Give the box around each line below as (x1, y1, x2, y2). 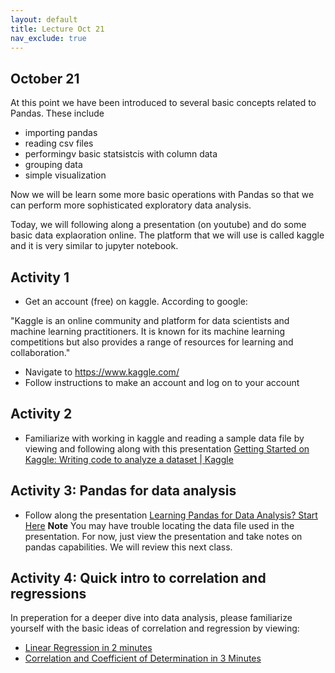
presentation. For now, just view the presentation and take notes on (24, 530, 303, 542)
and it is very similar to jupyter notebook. (10, 240, 179, 252)
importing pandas (24, 127, 98, 139)
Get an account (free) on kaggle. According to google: (24, 296, 248, 307)
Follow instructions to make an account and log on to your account (24, 377, 300, 388)
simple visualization (24, 169, 107, 181)
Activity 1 (10, 269, 70, 286)
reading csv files (24, 137, 94, 150)
